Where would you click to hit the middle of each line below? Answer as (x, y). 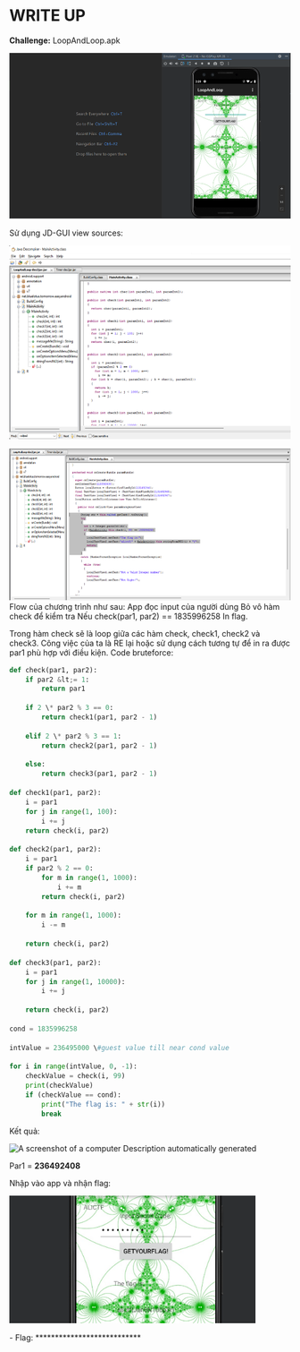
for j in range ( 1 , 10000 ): (75, 981)
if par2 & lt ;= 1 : (58, 680)
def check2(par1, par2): (55, 850)
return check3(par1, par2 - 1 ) (100, 774)
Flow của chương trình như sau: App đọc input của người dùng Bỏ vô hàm (145, 606)
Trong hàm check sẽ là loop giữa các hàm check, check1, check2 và (135, 633)
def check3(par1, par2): (55, 963)
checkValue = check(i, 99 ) (75, 1076)
